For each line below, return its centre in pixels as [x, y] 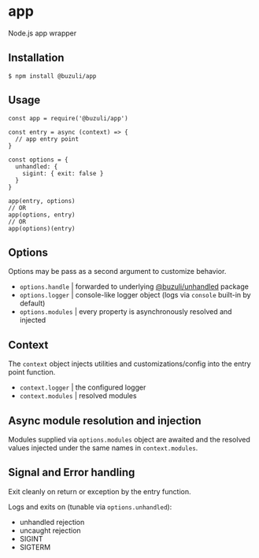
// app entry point [47, 139]
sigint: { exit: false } [63, 173]
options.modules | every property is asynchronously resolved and [126, 312]
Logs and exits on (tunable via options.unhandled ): [90, 507]
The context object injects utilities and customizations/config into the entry [129, 364]
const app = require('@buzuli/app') [68, 118]
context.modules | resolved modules [78, 396]
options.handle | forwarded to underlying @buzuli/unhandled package [134, 286]
